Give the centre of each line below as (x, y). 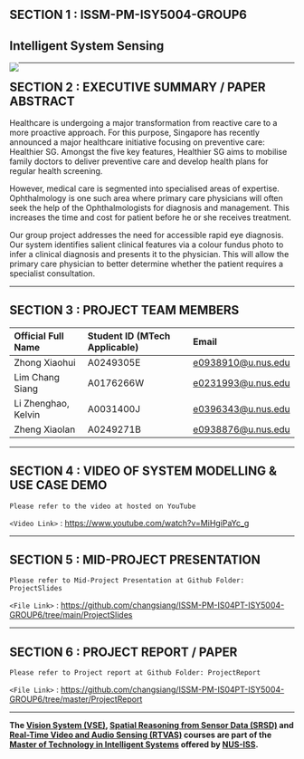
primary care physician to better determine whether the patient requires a (146, 264)
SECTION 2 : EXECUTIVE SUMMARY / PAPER (138, 86)
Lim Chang (37, 377)
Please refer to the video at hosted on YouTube (103, 506)
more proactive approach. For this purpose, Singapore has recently (135, 133)
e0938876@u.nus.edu (242, 429)
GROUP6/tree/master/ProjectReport (76, 699)
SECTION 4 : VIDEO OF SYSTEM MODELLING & (143, 471)
